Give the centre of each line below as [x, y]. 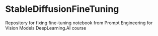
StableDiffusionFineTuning [62, 9]
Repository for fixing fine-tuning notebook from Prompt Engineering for [79, 23]
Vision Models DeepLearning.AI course [46, 28]
